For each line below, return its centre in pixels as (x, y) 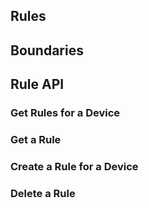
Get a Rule (36, 140)
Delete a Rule (43, 193)
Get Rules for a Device (65, 113)
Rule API (37, 84)
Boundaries (47, 50)
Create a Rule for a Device (74, 166)
